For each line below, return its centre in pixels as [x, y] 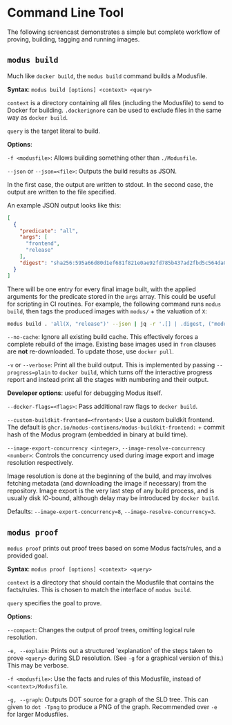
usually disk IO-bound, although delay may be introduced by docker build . [113, 498]
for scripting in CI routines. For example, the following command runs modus [114, 304]
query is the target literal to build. [54, 131]
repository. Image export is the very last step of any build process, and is [111, 491]
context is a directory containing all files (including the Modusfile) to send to [116, 102]
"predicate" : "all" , [49, 231]
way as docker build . [38, 117]
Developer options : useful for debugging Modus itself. [85, 393]
